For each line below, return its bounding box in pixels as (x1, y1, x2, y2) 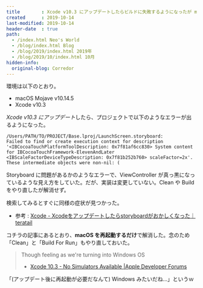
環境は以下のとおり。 (6, 82, 59, 90)
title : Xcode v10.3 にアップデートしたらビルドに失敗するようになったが (6, 8, 192, 15)
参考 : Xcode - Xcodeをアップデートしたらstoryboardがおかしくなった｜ (14, 212, 196, 219)
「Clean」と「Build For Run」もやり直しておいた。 (6, 239, 133, 246)
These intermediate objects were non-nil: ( (6, 160, 120, 166)
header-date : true (6, 25, 59, 32)
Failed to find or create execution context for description (6, 139, 164, 145)
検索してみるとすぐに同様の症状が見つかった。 (6, 199, 123, 207)
